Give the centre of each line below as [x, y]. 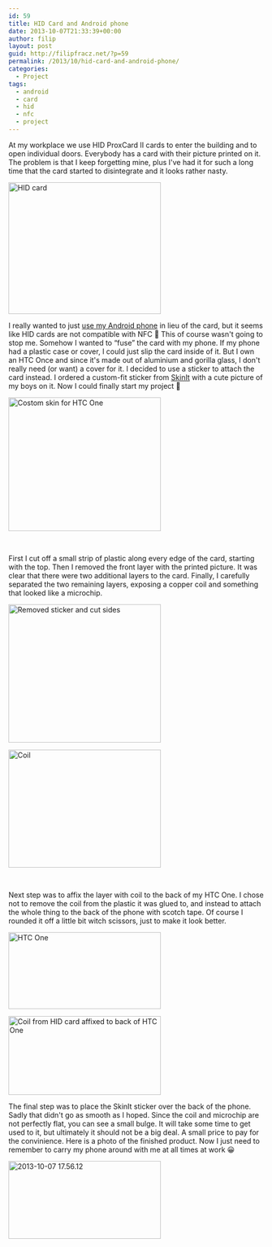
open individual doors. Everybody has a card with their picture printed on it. [135, 153]
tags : [17, 84]
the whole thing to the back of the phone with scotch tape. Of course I [126, 912]
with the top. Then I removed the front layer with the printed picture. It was [133, 567]
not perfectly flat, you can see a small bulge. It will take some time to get [130, 1123]
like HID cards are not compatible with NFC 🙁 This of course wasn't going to [136, 334]
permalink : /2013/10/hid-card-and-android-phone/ [94, 62]
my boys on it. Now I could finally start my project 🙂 [95, 386]
